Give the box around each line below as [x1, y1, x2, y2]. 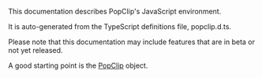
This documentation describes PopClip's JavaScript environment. [8, 7, 222, 16]
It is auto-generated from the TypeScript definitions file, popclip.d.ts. [8, 22, 231, 31]
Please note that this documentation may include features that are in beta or [8, 37, 255, 46]
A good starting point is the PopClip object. [8, 61, 148, 70]
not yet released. [8, 46, 63, 54]
